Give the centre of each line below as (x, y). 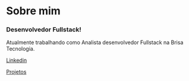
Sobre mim (33, 11)
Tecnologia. (21, 49)
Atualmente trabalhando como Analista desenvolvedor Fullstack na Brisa (95, 42)
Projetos (16, 72)
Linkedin (17, 60)
